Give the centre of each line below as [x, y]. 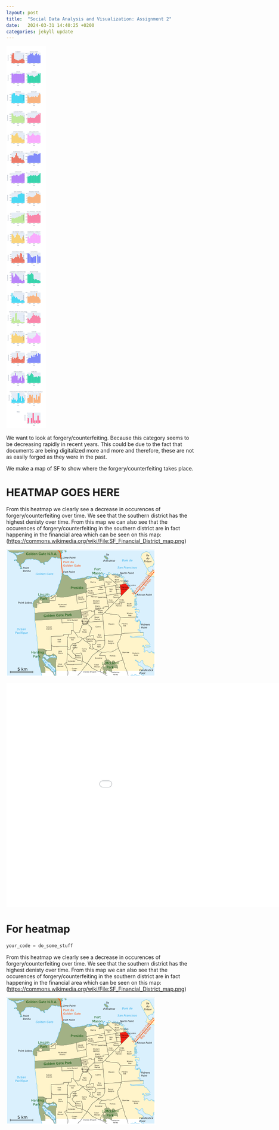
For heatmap [38, 929]
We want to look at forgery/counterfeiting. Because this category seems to [98, 438]
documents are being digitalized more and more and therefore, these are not [100, 451]
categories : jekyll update [40, 32]
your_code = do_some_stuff [40, 946]
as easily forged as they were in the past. [57, 457]
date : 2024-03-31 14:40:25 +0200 [50, 25]
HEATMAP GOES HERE [63, 493]
